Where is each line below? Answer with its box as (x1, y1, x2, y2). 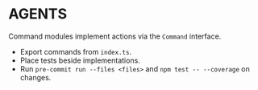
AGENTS (8, 5, 67, 23)
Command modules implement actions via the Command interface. (8, 31, 222, 41)
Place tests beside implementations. (19, 55, 141, 65)
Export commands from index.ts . (19, 47, 131, 56)
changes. (19, 72, 52, 82)
